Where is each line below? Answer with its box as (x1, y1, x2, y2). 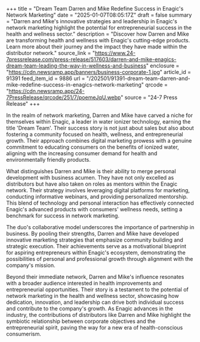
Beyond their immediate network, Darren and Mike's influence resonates (6, 273, 184, 280)
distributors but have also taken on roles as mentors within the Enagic (6, 180, 178, 187)
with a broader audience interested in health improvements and (6, 280, 162, 286)
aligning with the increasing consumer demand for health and (6, 150, 158, 157)
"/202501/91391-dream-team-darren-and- (86, 75, 190, 82)
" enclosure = (146, 62, 180, 69)
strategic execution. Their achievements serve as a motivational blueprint (6, 243, 187, 249)
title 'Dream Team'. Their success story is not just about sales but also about (6, 125, 194, 131)
